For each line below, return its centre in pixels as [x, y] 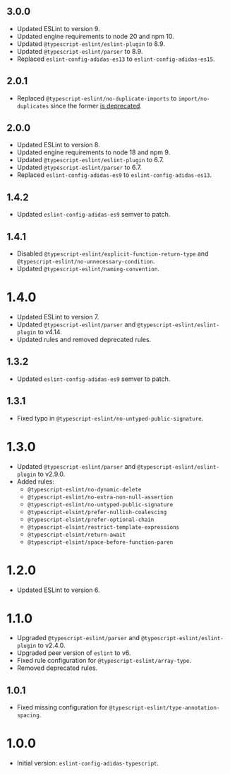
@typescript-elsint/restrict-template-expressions [103, 527]
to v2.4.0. [52, 645]
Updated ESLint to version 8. [58, 145]
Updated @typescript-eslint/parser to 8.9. [80, 51]
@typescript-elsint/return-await [77, 535]
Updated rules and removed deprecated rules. [84, 340]
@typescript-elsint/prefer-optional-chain [91, 520]
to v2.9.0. [52, 474]
